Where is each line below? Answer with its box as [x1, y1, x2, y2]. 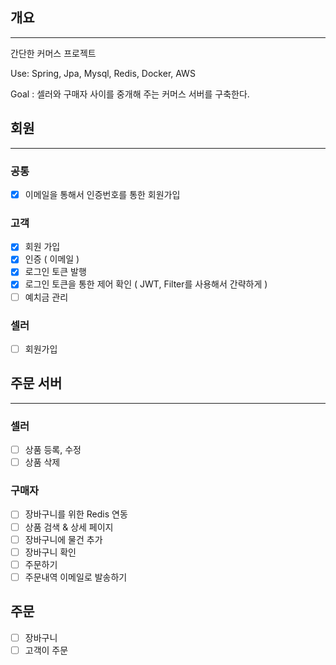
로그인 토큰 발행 [24, 266, 87, 278]
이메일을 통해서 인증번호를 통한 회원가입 [24, 188, 181, 200]
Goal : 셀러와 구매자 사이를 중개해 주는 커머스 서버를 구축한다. [10, 88, 250, 100]
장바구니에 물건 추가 [24, 533, 103, 545]
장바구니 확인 [24, 546, 77, 558]
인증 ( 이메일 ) [24, 253, 80, 265]
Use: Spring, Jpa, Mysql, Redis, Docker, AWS [10, 67, 196, 79]
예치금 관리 [24, 291, 69, 303]
